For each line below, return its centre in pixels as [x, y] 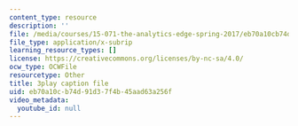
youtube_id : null [49, 108]
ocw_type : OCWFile [43, 67]
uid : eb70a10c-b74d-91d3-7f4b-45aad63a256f [91, 91]
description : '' [39, 26]
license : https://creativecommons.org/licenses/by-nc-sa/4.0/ [126, 59]
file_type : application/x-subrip [71, 42]
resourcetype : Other [47, 75]
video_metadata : [39, 100]
